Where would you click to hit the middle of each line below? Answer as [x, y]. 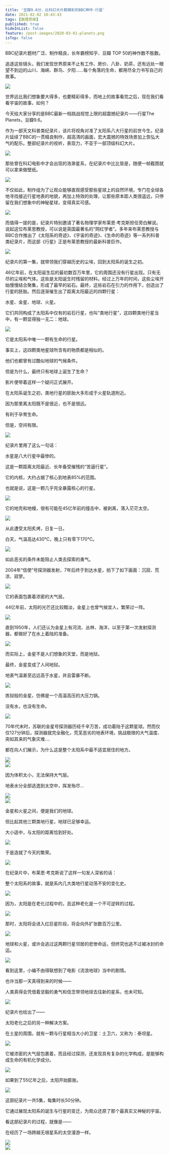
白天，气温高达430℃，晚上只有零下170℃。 [51, 539]
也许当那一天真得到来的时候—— [38, 981]
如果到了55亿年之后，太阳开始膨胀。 [43, 1080]
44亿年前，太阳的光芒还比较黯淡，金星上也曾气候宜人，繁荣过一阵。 [76, 607]
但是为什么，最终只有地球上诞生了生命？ [47, 371]
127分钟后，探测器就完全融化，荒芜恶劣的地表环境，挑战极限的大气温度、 [86, 732]
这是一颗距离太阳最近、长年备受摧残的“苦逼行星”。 [58, 467]
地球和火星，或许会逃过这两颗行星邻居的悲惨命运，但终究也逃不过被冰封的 [82, 944]
